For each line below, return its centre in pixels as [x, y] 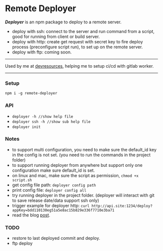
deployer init [26, 127]
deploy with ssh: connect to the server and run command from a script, [83, 31]
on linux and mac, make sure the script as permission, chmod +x [75, 175]
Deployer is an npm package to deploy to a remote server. [63, 22]
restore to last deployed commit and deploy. [56, 238]
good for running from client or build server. [56, 36]
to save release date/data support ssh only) [56, 200]
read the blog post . [31, 215]
